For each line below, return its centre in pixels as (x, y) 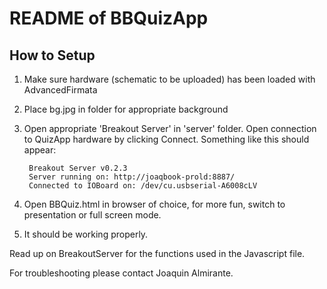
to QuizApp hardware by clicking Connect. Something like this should (166, 139)
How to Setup (52, 55)
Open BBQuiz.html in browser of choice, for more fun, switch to (154, 204)
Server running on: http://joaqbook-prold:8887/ (132, 177)
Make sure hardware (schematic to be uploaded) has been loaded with (169, 79)
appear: (40, 150)
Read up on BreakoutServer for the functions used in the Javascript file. (157, 253)
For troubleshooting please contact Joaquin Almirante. (121, 273)
